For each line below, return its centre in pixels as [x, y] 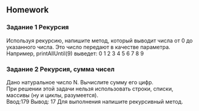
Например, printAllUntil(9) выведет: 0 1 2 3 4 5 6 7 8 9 [75, 53]
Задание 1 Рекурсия [38, 27]
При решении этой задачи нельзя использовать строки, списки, [90, 89]
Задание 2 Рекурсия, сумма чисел [61, 69]
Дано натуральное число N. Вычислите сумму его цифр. [80, 82]
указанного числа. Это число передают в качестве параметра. [89, 47]
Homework [28, 10]
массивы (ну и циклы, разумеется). [52, 95]
